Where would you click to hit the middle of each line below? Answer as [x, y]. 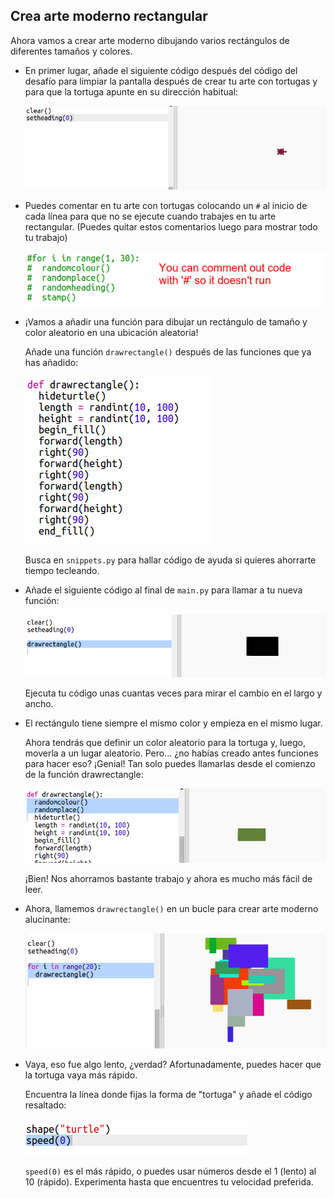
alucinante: [47, 920]
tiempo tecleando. [62, 571]
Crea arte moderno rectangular [109, 16]
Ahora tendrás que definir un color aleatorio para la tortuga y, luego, [165, 743]
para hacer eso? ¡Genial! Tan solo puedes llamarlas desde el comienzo [170, 764]
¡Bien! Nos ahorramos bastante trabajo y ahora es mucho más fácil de [168, 879]
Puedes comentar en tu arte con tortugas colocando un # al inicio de [166, 206]
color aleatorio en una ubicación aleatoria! [111, 333]
